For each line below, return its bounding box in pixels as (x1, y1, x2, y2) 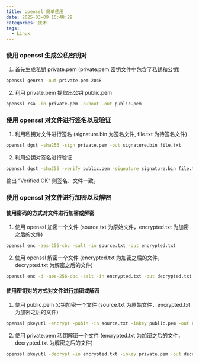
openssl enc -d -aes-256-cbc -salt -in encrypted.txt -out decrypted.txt (6, 274, 192, 280)
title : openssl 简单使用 (6, 8, 64, 15)
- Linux (11, 31, 31, 37)
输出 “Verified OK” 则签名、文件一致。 (6, 177, 99, 184)
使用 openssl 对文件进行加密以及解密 (6, 194, 111, 202)
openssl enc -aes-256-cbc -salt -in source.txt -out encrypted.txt (6, 243, 176, 249)
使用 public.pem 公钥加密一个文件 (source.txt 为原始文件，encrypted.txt (14, 301, 191, 309)
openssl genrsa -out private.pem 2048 (6, 78, 102, 83)
